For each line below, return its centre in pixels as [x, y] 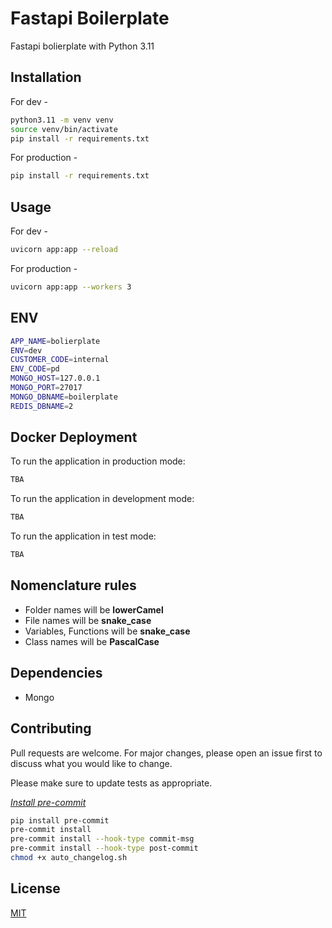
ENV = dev [26, 350]
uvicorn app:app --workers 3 [71, 287]
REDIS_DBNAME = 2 [42, 406]
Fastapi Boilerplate [90, 18]
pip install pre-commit [60, 820]
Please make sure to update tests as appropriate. [111, 783]
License [35, 888]
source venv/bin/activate [64, 129]
